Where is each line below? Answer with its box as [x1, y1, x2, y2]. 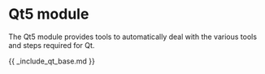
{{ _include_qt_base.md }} [8, 56, 96, 66]
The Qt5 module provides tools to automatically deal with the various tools [8, 32, 258, 41]
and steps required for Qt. [8, 40, 95, 50]
